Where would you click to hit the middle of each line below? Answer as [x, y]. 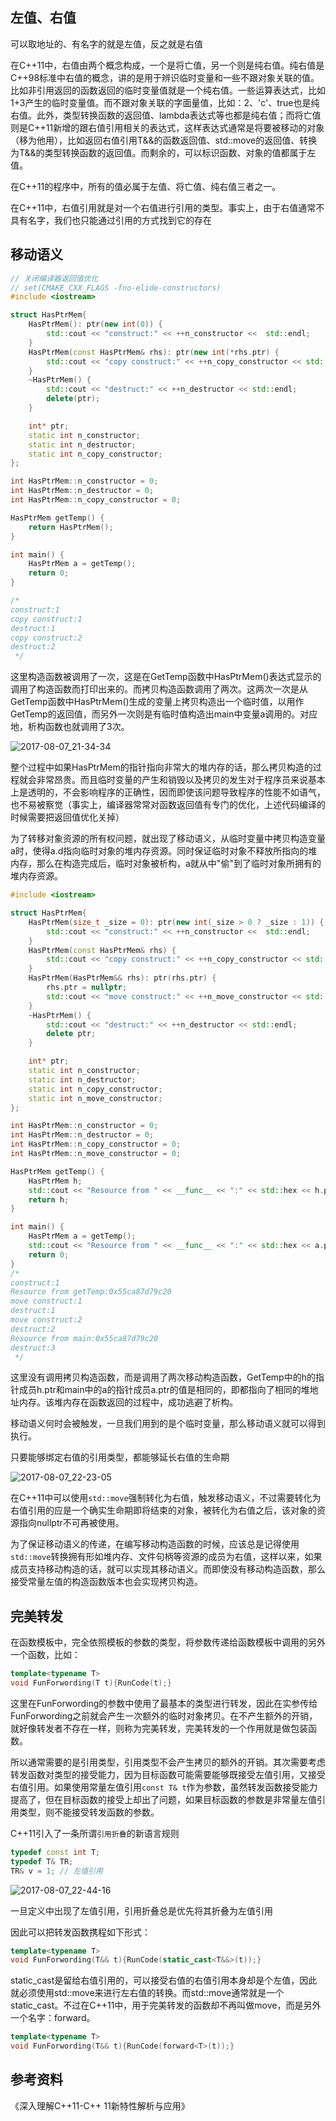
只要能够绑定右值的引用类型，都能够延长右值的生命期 [120, 1457]
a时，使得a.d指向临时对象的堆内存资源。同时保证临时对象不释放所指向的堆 [164, 851]
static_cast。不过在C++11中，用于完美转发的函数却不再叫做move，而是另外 [166, 2005]
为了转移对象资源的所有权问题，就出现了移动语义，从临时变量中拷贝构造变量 [168, 839]
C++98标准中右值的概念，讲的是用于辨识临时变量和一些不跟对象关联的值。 [165, 77]
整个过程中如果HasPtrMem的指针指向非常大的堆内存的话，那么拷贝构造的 [161, 767]
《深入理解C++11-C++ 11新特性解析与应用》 [100, 2105]
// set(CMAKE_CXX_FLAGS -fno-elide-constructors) [116, 288]
